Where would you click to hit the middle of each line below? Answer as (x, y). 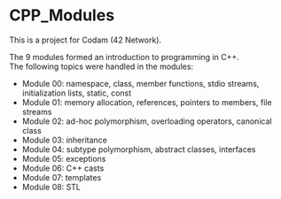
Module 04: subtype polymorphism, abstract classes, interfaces (139, 149)
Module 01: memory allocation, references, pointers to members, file (147, 102)
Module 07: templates (62, 177)
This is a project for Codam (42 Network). (86, 40)
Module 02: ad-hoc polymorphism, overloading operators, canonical (147, 121)
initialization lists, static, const (77, 93)
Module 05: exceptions (64, 158)
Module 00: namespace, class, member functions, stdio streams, (140, 83)
